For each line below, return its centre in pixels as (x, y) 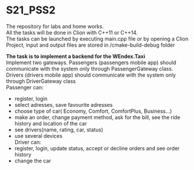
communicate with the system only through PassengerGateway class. (90, 68)
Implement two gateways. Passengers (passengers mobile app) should (91, 63)
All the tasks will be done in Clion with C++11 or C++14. (72, 32)
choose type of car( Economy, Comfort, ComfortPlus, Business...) (93, 111)
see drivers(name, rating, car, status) (59, 130)
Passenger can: (25, 87)
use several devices (38, 136)
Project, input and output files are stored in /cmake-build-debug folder (91, 45)
